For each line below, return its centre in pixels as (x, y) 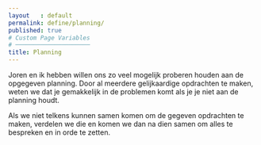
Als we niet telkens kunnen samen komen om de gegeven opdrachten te (126, 115)
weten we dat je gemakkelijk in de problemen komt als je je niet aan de (123, 92)
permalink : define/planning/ (56, 23)
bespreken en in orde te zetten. (59, 132)
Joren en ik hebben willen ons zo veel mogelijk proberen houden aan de (126, 75)
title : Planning (35, 52)
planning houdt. (34, 100)
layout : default (40, 15)
